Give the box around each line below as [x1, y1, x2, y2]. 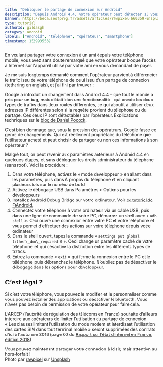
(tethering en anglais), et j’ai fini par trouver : [5, 82, 94, 88]
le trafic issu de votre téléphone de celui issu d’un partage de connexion [5, 77, 149, 83]
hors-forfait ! [5, 351, 31, 357]
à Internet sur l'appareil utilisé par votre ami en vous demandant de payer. [5, 62, 153, 68]
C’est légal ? [5, 278, 43, 286]
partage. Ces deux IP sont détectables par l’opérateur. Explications [5, 112, 138, 118]
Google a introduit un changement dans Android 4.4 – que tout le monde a [5, 91, 154, 97]
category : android [5, 30, 42, 34]
